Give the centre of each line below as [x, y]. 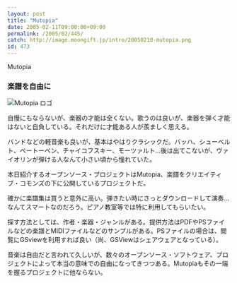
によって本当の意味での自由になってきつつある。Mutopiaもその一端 [130, 264]
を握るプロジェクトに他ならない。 [57, 272]
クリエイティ [203, 174]
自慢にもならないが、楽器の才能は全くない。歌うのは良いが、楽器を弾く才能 [119, 118]
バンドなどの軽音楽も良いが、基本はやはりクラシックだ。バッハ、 [103, 142]
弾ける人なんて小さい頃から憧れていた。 [97, 159]
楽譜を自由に [29, 86]
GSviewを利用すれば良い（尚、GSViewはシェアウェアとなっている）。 [121, 240]
